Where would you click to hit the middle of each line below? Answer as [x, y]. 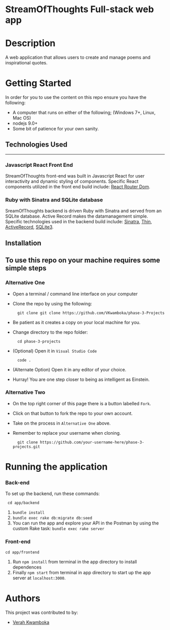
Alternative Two [25, 393]
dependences [27, 567]
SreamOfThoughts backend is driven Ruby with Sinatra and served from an [83, 211]
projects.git [26, 447]
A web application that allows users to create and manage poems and [78, 57]
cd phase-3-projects [39, 341]
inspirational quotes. [27, 63]
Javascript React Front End [39, 165]
